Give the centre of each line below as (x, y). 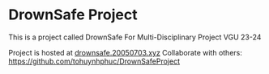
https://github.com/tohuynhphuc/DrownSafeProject (94, 61)
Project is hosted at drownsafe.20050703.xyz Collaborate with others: (126, 52)
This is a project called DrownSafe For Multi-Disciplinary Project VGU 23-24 (135, 37)
